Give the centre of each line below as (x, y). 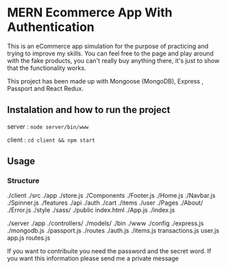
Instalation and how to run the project (89, 110)
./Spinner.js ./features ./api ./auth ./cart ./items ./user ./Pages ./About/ (105, 203)
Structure (23, 181)
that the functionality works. (47, 68)
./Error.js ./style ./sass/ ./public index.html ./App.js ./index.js (91, 210)
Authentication (51, 27)
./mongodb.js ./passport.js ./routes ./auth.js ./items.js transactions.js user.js (113, 231)
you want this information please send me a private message (93, 259)
